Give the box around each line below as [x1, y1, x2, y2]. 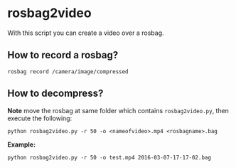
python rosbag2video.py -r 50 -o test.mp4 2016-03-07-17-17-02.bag [7, 154, 212, 161]
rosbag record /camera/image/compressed [7, 68, 129, 75]
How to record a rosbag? [7, 49, 119, 61]
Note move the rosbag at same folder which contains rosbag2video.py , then [7, 106, 230, 115]
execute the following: [7, 114, 73, 122]
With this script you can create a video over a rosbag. [7, 28, 165, 37]
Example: [7, 140, 36, 149]
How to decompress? [7, 88, 104, 100]
